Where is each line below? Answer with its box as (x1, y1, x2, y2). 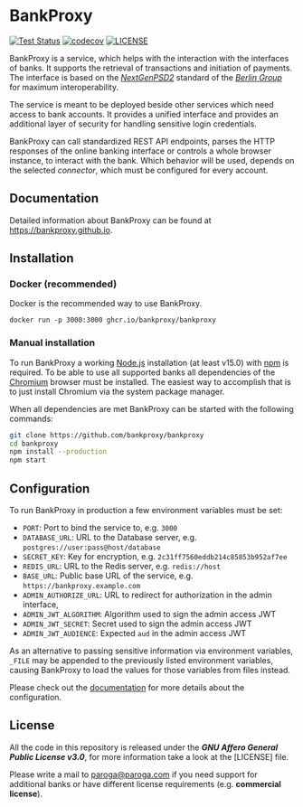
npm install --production (9, 447, 107, 456)
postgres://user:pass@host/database (22, 543, 161, 552)
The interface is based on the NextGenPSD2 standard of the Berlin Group (9, 71, 283, 82)
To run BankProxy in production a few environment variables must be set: (9, 505, 283, 516)
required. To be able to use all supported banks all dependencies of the (9, 367, 276, 378)
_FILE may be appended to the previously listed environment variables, (9, 655, 274, 666)
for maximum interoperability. (9, 81, 119, 92)
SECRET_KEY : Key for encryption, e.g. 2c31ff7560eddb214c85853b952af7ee (22, 551, 288, 562)
